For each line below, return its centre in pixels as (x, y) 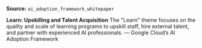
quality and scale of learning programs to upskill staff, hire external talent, (98, 26)
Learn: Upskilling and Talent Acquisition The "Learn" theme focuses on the (101, 20)
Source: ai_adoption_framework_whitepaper (60, 9)
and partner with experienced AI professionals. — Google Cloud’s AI (91, 33)
